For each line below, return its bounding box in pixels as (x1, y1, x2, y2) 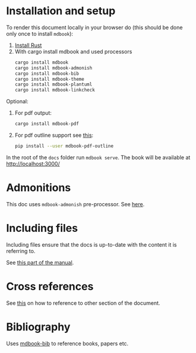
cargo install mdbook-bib (14, 70, 79, 77)
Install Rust (14, 42, 42, 49)
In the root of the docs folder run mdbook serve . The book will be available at (6, 153, 191, 161)
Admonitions (6, 181, 71, 194)
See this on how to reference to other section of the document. (6, 299, 160, 307)
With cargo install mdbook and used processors (14, 48, 132, 55)
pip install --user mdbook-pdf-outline (14, 143, 114, 149)
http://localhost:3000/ (6, 160, 61, 167)
